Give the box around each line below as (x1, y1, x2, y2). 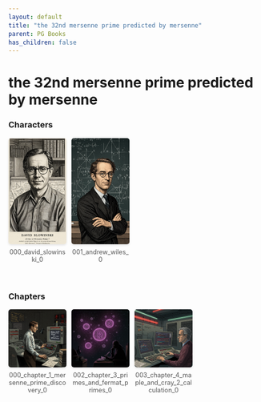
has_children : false (8, 38, 78, 46)
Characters (8, 119, 54, 131)
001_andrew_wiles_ (71, 248, 130, 256)
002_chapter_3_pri (73, 371, 128, 380)
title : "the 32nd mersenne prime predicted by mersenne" (8, 21, 203, 30)
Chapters (8, 291, 46, 302)
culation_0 (147, 386, 179, 395)
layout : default (8, 13, 62, 21)
